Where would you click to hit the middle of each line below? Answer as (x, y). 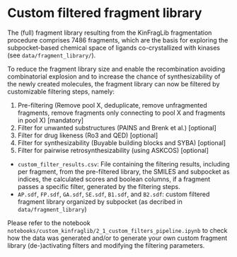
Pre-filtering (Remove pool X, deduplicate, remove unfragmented (112, 105)
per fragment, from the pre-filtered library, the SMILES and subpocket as (123, 171)
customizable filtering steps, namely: (61, 91)
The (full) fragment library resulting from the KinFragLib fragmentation (110, 33)
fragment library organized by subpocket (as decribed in (100, 201)
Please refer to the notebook (49, 223)
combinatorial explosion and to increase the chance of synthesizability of (114, 76)
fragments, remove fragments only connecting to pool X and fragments (121, 113)
